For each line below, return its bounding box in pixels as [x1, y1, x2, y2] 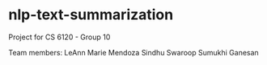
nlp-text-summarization [8, 6, 174, 24]
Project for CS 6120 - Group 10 [8, 32, 111, 42]
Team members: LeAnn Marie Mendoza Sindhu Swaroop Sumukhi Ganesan [8, 47, 259, 57]
